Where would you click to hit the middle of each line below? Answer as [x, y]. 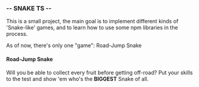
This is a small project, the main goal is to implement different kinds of [92, 21]
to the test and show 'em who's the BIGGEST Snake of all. [77, 79]
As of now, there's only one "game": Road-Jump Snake [74, 45]
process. [17, 34]
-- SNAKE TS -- [29, 8]
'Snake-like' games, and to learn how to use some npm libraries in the [92, 27]
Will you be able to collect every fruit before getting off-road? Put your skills [99, 72]
